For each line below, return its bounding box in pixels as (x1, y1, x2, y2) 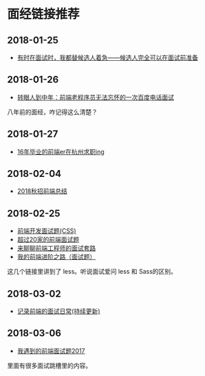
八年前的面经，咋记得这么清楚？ (7, 108, 98, 116)
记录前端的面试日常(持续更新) (17, 307, 101, 315)
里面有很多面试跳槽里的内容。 (7, 361, 91, 370)
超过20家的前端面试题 (17, 236, 80, 244)
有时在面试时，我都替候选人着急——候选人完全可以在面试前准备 (17, 53, 198, 62)
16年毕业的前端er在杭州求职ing (17, 147, 105, 156)
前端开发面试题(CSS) (17, 227, 77, 235)
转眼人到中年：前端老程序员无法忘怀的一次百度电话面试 (17, 93, 174, 101)
